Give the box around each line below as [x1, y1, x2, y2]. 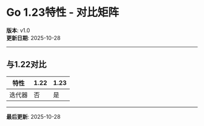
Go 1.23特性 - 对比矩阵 [6, 5, 120, 19]
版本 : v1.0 [6, 27, 30, 34]
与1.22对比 [6, 59, 47, 70]
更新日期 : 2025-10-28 [6, 34, 61, 41]
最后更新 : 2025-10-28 [6, 113, 61, 120]
